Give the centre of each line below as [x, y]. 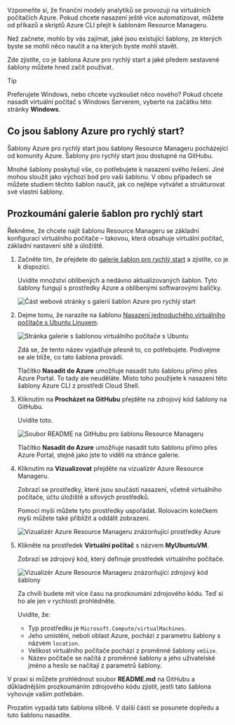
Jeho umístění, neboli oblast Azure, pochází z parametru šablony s [124, 635]
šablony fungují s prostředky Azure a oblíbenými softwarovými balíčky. [120, 288]
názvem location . [54, 643]
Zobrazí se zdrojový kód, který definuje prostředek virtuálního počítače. [121, 559]
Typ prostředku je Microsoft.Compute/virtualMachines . [107, 628]
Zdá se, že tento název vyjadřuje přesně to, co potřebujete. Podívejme [119, 350]
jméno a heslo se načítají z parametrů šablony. [95, 665]
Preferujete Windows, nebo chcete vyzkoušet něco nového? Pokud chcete [115, 94]
